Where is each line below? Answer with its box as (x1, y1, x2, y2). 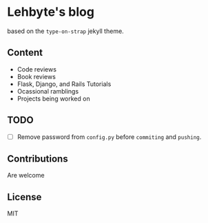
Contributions (7, 153, 68, 165)
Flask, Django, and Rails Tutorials (17, 80, 112, 88)
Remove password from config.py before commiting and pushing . (17, 132, 202, 141)
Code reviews (17, 65, 57, 73)
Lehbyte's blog (7, 4, 95, 20)
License (7, 191, 42, 203)
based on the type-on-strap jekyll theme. (7, 27, 124, 35)
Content (7, 47, 43, 59)
